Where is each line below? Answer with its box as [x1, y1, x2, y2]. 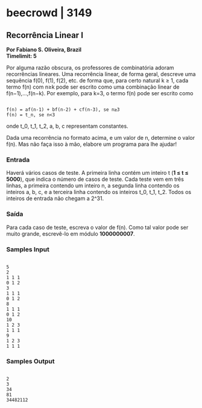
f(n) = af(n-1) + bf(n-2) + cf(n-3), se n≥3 [6, 107, 120, 113]
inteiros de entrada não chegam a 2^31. [6, 195, 104, 202]
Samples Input [6, 245, 49, 253]
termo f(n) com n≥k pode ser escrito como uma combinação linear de [6, 83, 180, 90]
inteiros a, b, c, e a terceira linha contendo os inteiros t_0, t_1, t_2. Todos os [6, 189, 192, 196]
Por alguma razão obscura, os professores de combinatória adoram [6, 64, 174, 71]
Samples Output [6, 357, 55, 365]
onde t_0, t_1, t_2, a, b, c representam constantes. [6, 122, 128, 130]
